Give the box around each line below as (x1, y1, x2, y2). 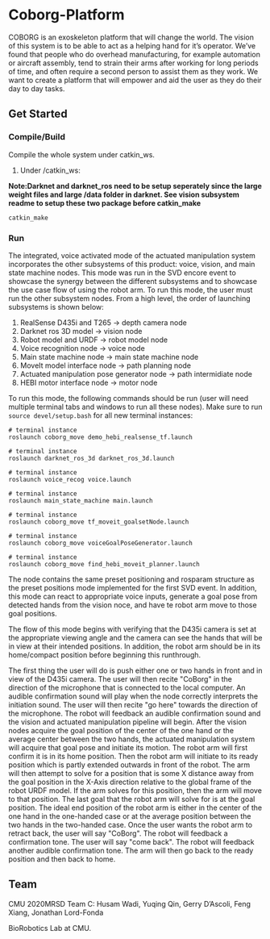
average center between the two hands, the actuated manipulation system (8, 734, 255, 744)
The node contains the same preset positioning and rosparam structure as (8, 574, 255, 584)
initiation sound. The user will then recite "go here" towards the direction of (8, 699, 258, 709)
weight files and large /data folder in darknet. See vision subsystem (8, 190, 240, 199)
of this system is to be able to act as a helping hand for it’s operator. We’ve (8, 40, 256, 50)
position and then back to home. (8, 853, 116, 864)
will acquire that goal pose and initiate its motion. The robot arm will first (8, 742, 248, 752)
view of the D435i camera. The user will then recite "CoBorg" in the (8, 674, 232, 683)
